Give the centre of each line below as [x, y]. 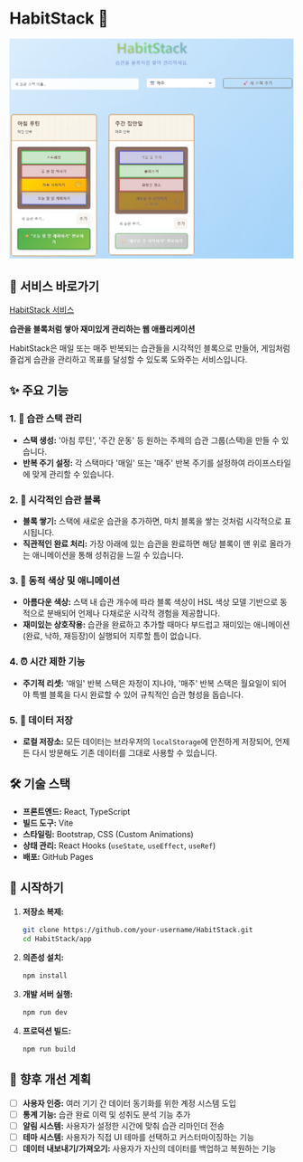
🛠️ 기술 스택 [40, 784]
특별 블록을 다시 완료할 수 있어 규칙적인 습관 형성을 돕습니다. [138, 694]
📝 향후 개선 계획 [50, 1080]
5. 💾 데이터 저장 [41, 720]
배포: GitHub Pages [58, 856]
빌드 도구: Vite [48, 823]
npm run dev [45, 1013]
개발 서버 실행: [48, 995]
